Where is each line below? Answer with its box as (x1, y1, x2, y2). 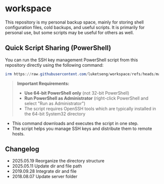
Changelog (5, 145, 40, 154)
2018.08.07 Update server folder (12, 174, 78, 180)
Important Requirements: (17, 80, 70, 86)
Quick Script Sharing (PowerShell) (5, 44, 111, 52)
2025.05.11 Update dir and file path (12, 163, 82, 169)
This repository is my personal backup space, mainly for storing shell (5, 19, 144, 25)
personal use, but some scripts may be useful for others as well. (5, 29, 134, 35)
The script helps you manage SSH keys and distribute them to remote (12, 126, 152, 131)
